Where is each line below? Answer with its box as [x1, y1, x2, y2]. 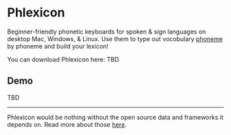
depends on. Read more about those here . [7, 120, 127, 128]
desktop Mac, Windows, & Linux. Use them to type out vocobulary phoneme [7, 34, 223, 42]
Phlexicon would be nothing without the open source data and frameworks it [7, 113, 223, 121]
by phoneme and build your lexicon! [7, 42, 109, 50]
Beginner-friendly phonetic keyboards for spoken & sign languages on [7, 27, 206, 36]
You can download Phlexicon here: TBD [7, 55, 119, 63]
